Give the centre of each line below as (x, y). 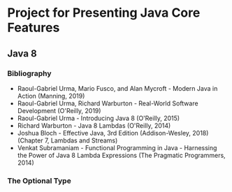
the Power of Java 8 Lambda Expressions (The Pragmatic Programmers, (121, 155)
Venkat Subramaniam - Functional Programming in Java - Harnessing (117, 147)
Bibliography (29, 73)
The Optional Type (39, 181)
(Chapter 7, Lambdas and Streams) (67, 140)
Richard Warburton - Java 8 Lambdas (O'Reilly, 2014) (94, 125)
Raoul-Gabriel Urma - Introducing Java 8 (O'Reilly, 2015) (99, 118)
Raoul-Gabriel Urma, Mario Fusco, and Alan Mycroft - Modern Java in (117, 88)
